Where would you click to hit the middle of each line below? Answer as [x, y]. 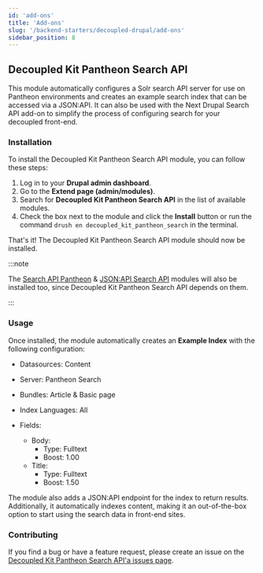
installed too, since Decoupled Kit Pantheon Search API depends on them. [128, 288]
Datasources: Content [55, 364]
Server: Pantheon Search [60, 379]
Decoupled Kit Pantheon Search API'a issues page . [91, 560]
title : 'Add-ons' [37, 23]
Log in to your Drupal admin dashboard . [85, 183]
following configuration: [46, 348]
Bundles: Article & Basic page [67, 394]
